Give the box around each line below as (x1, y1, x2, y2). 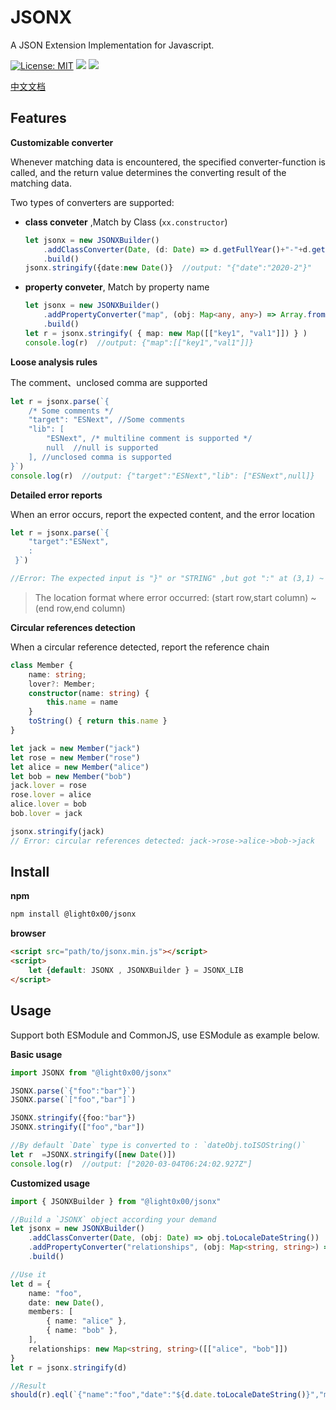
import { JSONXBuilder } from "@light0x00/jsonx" (10, 1196, 222, 1206)
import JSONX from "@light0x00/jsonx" (10, 1067, 172, 1078)
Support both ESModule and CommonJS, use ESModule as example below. (10, 1029, 320, 1041)
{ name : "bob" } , (46, 1326, 118, 1336)
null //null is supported (46, 443, 159, 453)
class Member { (10, 660, 74, 670)
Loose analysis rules (10, 356, 98, 368)
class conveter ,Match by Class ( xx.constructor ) (24, 216, 228, 228)
